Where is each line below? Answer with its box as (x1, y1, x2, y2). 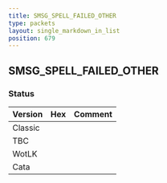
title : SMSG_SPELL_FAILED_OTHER (8, 11, 116, 20)
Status (8, 87, 35, 99)
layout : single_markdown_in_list (8, 26, 120, 35)
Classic (12, 122, 40, 133)
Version (12, 108, 43, 120)
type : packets (8, 19, 56, 27)
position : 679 (8, 34, 56, 43)
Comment (73, 108, 112, 120)
